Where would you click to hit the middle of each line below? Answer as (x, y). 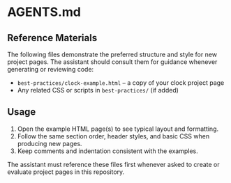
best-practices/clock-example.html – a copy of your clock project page (121, 83)
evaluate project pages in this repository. (66, 172)
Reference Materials (52, 38)
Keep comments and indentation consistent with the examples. (107, 151)
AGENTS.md (44, 12)
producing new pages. (50, 143)
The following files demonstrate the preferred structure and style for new (112, 54)
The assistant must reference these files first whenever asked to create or (113, 164)
